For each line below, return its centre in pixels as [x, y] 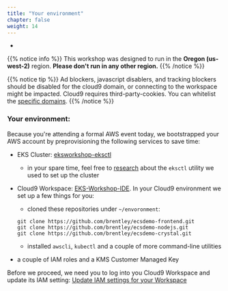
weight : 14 [23, 26]
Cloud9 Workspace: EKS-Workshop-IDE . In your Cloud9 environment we [119, 188]
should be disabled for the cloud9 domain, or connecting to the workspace [112, 87]
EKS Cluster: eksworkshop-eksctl [64, 154]
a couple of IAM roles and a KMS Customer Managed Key [98, 259]
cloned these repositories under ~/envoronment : [94, 209]
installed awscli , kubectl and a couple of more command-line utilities [124, 246]
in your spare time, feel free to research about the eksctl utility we [120, 168]
